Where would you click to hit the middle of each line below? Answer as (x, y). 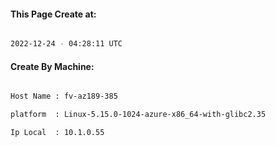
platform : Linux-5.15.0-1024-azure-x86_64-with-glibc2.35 (138, 115)
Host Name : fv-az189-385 (64, 96)
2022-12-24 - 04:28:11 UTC (66, 44)
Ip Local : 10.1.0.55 (57, 133)
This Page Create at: (53, 14)
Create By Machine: (52, 66)
